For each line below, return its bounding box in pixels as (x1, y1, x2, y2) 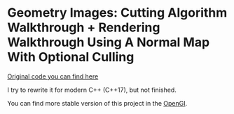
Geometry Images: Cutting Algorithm (7, 5, 228, 21)
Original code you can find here (7, 72, 99, 81)
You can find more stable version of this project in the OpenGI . (7, 99, 188, 107)
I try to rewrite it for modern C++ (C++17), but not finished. (7, 85, 177, 94)
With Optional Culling (7, 49, 135, 65)
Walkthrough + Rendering (7, 19, 160, 35)
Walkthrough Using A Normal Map (7, 35, 210, 50)
